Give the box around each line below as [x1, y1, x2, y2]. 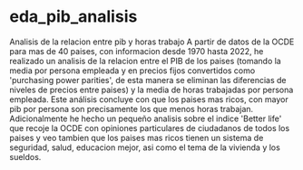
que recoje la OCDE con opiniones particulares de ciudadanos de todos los [9, 122, 290, 133]
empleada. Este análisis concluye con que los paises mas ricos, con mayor [9, 93, 288, 105]
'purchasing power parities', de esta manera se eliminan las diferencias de [9, 74, 287, 85]
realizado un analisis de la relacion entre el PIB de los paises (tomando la [9, 55, 281, 66]
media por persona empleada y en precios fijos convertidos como [9, 65, 256, 76]
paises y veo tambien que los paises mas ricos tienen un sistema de [9, 132, 264, 143]
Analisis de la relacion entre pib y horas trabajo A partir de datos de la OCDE [9, 36, 295, 47]
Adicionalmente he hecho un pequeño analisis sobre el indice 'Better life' [9, 113, 282, 124]
